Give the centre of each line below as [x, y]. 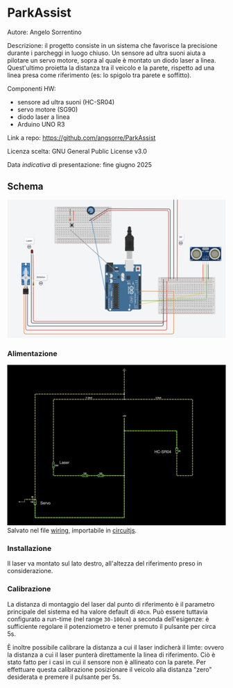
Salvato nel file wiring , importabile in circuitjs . [72, 531]
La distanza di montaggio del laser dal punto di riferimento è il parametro [111, 604]
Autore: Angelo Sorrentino [44, 32]
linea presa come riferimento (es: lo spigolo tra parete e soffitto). [100, 75]
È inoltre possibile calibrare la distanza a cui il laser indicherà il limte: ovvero [115, 647]
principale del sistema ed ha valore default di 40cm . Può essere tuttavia [107, 611]
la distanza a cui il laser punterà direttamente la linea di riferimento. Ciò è [111, 655]
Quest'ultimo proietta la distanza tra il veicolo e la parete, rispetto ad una [111, 67]
